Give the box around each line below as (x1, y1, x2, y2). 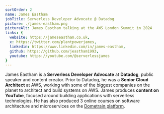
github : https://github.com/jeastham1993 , (9, 49, 99, 54)
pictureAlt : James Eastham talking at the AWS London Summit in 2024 (5, 26, 153, 31)
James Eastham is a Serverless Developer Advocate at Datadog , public (5, 71, 154, 77)
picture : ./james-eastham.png (5, 21, 68, 26)
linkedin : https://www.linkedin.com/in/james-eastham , (9, 44, 126, 49)
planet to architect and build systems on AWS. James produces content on (5, 87, 159, 93)
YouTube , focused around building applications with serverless (5, 93, 135, 99)
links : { (5, 30, 23, 35)
